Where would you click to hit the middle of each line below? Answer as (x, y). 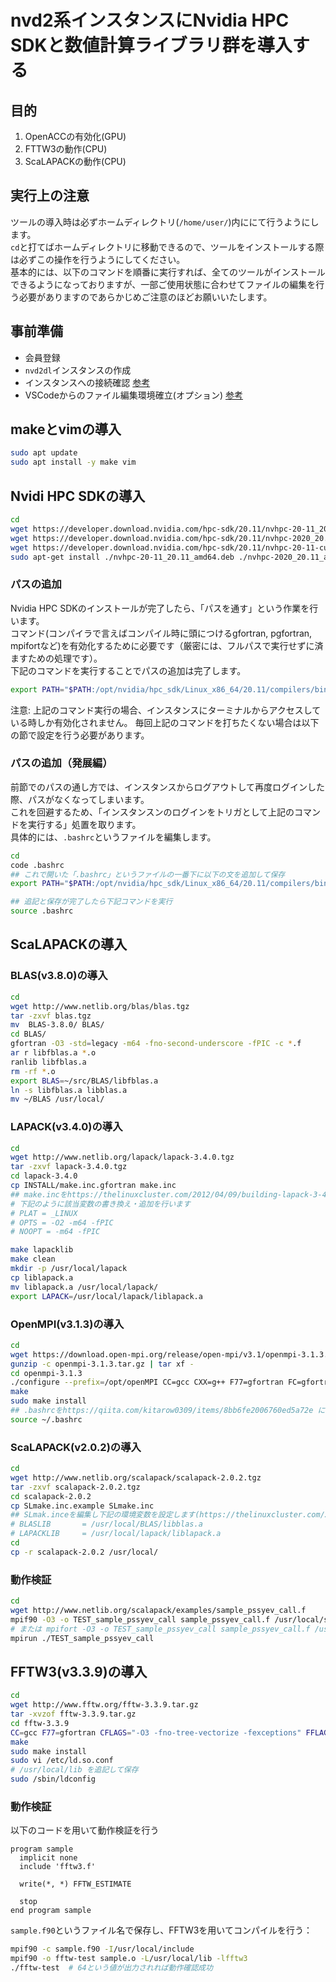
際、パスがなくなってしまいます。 (80, 799)
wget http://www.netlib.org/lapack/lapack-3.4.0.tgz (122, 1157)
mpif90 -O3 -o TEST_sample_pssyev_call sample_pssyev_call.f (140, 1619)
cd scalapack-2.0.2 (51, 1496)
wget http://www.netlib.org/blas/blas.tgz (100, 1006)
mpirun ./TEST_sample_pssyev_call (82, 1638)
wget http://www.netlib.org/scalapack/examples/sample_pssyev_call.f (158, 1610)
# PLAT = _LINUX (44, 1213)
